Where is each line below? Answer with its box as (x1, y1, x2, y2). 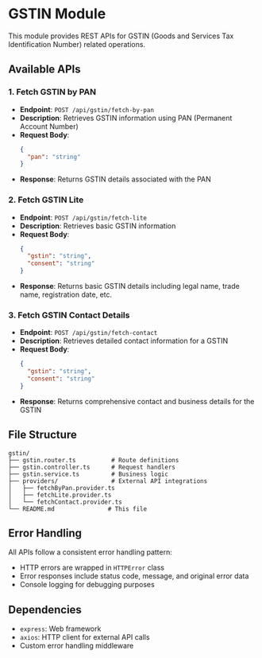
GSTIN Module (8, 5, 106, 23)
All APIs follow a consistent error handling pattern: (8, 547, 172, 557)
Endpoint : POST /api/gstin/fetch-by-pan (19, 104, 155, 114)
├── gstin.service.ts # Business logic (8, 470, 169, 478)
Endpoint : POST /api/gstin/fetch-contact (19, 328, 158, 337)
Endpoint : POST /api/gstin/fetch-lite (19, 212, 148, 222)
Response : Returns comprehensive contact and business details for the (19, 396, 255, 406)
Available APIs (8, 63, 81, 76)
